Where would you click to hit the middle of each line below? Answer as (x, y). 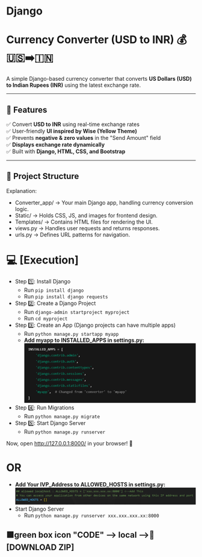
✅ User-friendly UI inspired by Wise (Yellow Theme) (72, 131)
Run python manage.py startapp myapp (71, 333)
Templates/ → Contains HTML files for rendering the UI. (84, 222)
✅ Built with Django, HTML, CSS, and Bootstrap (66, 151)
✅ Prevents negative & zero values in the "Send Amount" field (84, 137)
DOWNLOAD (32, 548)
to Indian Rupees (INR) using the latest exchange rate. (74, 85)
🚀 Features (27, 110)
